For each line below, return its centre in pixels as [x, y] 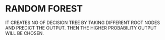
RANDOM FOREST [44, 9]
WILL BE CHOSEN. [25, 33]
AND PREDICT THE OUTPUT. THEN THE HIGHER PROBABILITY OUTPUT [81, 27]
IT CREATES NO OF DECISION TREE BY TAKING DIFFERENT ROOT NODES [83, 22]
